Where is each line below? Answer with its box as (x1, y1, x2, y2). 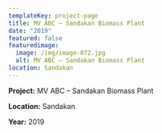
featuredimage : (8, 42, 59, 50)
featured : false (8, 34, 63, 42)
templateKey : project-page (8, 11, 99, 20)
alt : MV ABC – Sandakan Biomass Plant (15, 57, 146, 65)
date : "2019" (8, 26, 52, 34)
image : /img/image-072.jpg (15, 49, 106, 57)
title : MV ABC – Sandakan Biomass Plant (8, 19, 146, 27)
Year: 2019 (8, 117, 45, 127)
